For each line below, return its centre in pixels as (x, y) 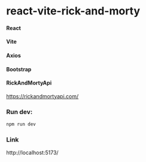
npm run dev (21, 124)
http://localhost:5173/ (32, 153)
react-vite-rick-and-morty (73, 11)
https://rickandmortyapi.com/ (42, 96)
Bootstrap (19, 69)
